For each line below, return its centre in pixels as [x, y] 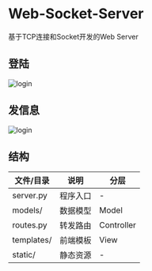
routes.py [30, 225]
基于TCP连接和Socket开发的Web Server [73, 36]
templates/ [32, 240]
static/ [24, 255]
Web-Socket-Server [76, 14]
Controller [118, 225]
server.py [30, 196]
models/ [27, 210]
